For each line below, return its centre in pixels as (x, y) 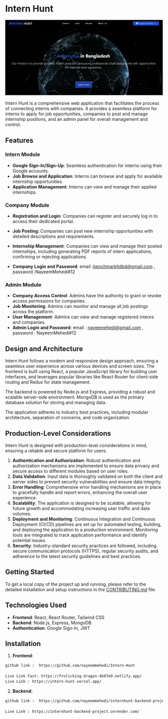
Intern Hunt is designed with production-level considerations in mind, (76, 445)
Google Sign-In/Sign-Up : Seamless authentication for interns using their (87, 165)
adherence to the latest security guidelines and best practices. (77, 557)
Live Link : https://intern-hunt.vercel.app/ (53, 682)
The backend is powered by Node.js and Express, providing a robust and (80, 392)
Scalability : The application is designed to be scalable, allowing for (82, 503)
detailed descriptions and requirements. (53, 237)
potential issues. (29, 541)
